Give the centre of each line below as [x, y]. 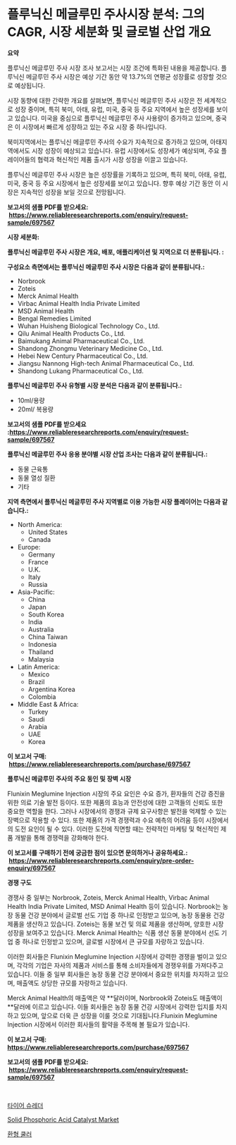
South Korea [46, 614]
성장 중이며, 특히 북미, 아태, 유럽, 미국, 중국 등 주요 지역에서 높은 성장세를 [114, 109]
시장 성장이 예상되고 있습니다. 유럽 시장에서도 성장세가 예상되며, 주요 [125, 150]
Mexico [39, 674]
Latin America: [38, 667]
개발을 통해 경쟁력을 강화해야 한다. [62, 837]
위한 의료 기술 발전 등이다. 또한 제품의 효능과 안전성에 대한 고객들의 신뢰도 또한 [115, 802]
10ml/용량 [31, 400]
